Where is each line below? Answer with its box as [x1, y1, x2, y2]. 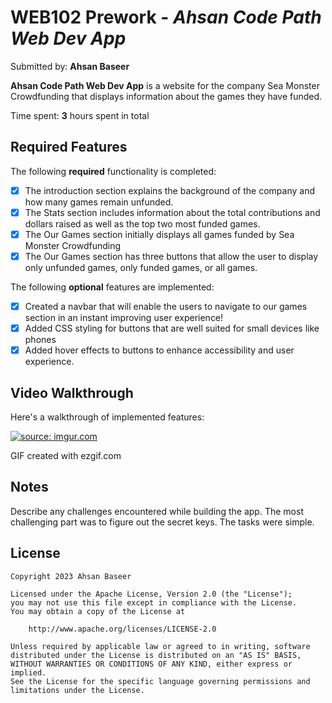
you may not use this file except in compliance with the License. [10, 597, 298, 608]
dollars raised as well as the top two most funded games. [24, 217, 261, 230]
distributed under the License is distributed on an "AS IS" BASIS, [10, 650, 302, 660]
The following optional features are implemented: [10, 281, 215, 293]
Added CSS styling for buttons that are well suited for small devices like [24, 322, 320, 335]
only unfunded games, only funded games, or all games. [24, 262, 258, 273]
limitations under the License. [10, 685, 145, 695]
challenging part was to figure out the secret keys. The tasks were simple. [10, 516, 315, 528]
